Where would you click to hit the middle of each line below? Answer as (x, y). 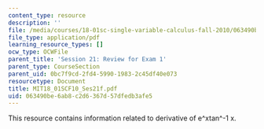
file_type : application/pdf (54, 37)
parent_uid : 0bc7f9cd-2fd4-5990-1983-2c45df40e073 (93, 74)
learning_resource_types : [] (56, 45)
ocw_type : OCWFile (38, 52)
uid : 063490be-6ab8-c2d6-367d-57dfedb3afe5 (81, 96)
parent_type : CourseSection (54, 67)
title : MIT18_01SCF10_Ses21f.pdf (63, 88)
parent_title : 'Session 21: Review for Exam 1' (88, 60)
